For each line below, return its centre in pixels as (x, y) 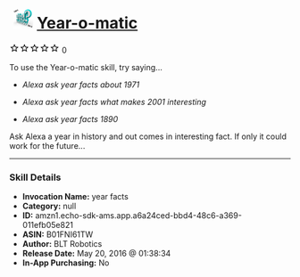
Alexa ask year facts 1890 (70, 118)
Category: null (49, 206)
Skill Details (35, 177)
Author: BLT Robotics (62, 244)
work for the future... (47, 145)
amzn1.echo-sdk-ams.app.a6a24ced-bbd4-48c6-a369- (139, 216)
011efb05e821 (48, 225)
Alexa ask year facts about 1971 (81, 85)
